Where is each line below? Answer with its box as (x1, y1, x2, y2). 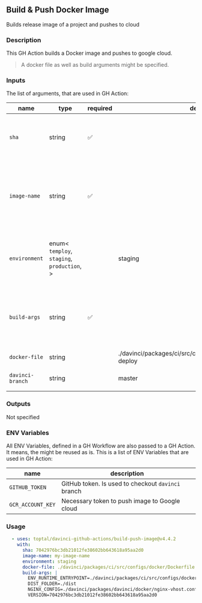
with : (17, 542, 31, 548)
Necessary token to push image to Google (61, 497, 180, 505)
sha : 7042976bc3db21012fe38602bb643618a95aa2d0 (22, 548, 144, 554)
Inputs (6, 77, 26, 85)
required (87, 104, 112, 113)
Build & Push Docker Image (6, 5, 109, 15)
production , (49, 262, 82, 270)
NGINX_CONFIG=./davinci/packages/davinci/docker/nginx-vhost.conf (28, 587, 198, 593)
